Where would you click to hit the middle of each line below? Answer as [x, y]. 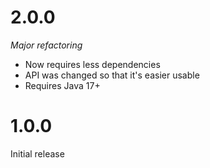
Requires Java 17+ [62, 85]
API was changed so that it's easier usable [112, 75]
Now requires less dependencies [92, 64]
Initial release [37, 153]
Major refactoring [46, 45]
